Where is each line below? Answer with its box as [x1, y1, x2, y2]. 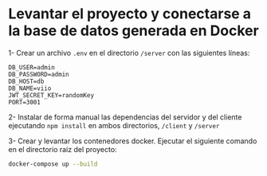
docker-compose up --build [8, 160, 98, 168]
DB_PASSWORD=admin [8, 70, 69, 78]
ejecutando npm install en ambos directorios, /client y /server [8, 120, 220, 130]
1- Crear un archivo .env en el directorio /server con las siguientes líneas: [8, 48, 250, 57]
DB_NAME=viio [8, 84, 52, 92]
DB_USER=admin [8, 63, 56, 72]
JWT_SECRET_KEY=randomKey [8, 91, 94, 100]
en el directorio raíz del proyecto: [8, 144, 117, 154]
